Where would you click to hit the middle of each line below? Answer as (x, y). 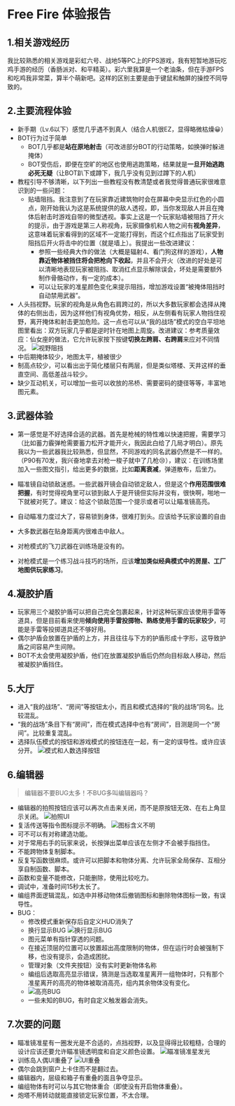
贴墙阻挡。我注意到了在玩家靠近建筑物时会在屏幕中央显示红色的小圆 (126, 199)
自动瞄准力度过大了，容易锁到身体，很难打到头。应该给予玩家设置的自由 (121, 516)
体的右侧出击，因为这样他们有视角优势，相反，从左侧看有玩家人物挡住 (119, 313)
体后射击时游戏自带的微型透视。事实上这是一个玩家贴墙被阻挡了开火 (126, 216)
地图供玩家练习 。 (42, 569)
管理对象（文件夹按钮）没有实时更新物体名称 (92, 965)
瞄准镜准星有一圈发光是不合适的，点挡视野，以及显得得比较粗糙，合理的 (121, 1042)
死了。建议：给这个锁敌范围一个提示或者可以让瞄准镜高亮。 (128, 501)
